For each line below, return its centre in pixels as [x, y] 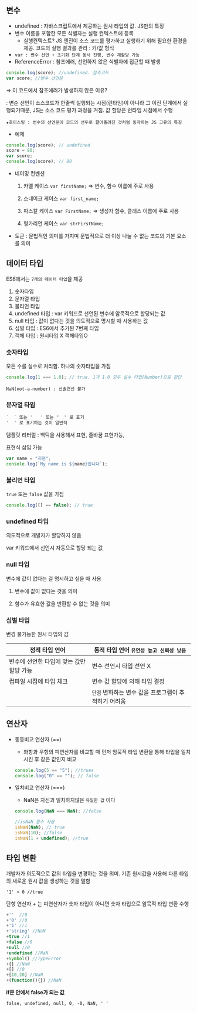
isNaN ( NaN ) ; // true [40, 828]
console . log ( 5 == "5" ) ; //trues [54, 770]
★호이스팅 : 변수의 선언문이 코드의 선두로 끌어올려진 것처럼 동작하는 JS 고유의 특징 [94, 122]
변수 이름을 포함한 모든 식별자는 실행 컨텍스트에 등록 [74, 33]
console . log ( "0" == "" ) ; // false [57, 775]
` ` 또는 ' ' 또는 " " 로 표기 [45, 417]
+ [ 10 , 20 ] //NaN [25, 975]
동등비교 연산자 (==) [38, 739]
